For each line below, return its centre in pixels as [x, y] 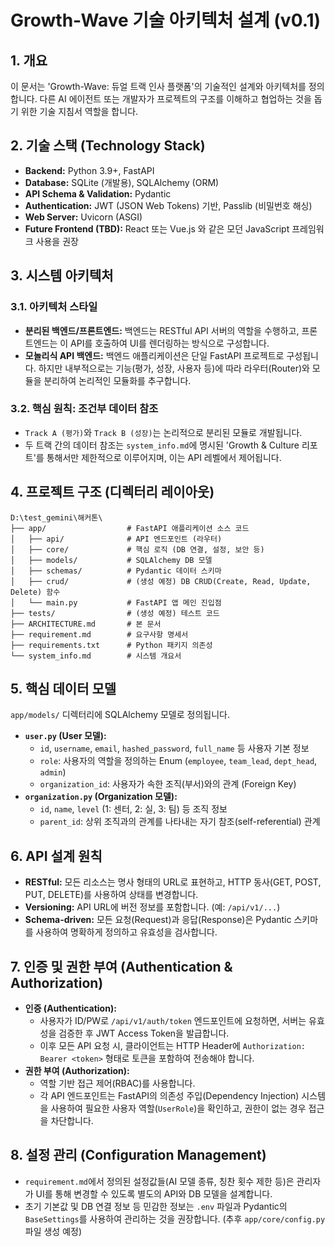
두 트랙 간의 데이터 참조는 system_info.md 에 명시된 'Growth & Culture [162, 445]
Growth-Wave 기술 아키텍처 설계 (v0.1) [166, 20]
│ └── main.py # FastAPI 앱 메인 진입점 [116, 602]
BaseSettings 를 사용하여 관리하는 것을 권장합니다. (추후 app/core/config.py [175, 1218]
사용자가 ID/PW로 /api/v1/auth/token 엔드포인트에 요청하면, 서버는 [173, 1021]
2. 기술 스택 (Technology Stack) [108, 146]
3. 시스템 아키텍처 [62, 276]
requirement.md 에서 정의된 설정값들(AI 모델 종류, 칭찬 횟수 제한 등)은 [159, 1181]
